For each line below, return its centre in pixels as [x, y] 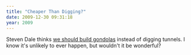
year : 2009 [20, 22]
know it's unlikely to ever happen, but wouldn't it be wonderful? [84, 46]
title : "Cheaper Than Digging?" [46, 12]
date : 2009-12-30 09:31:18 [39, 17]
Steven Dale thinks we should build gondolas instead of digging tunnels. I [95, 40]
